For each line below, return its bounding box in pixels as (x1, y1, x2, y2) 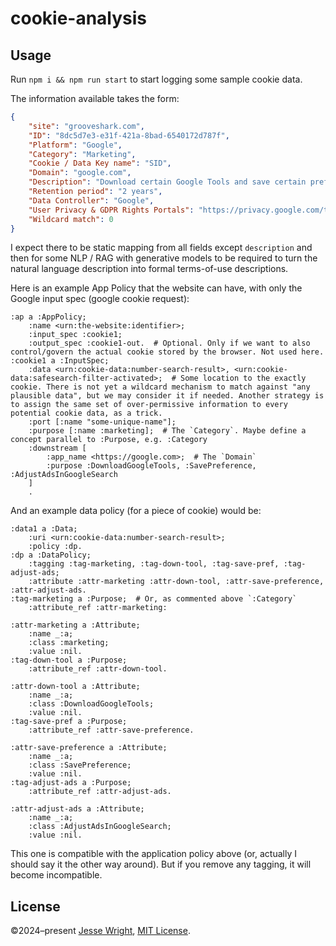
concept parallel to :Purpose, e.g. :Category (10, 435, 208, 445)
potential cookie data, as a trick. (10, 408, 163, 419)
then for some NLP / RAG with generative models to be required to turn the (10, 252, 318, 264)
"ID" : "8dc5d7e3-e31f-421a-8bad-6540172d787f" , (28, 130, 230, 141)
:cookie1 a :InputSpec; (10, 356, 110, 366)
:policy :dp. (28, 542, 83, 552)
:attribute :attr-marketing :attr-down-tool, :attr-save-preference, (28, 577, 325, 587)
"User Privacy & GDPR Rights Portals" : (28, 205, 195, 215)
